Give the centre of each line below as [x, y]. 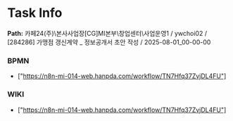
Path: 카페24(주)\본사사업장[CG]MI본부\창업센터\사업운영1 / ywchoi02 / [107, 33]
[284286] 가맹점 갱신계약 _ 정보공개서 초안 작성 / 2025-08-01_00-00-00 [109, 42]
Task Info [35, 13]
